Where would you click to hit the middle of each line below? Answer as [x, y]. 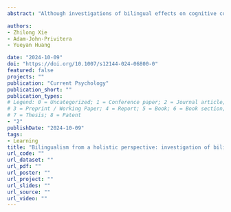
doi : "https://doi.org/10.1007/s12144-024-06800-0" [82, 64]
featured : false [30, 70]
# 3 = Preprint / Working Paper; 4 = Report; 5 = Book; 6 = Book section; [117, 109]
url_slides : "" [29, 185]
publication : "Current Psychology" [58, 83]
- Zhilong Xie [27, 32]
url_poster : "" [29, 173]
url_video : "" [27, 198]
